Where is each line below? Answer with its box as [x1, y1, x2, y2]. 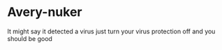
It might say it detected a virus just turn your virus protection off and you [7, 27, 216, 35]
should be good [7, 34, 52, 42]
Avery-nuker [7, 4, 82, 20]
